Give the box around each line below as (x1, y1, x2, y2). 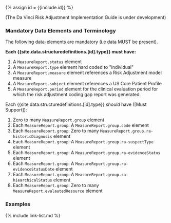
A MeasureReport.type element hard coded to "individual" (12, 64, 134, 70)
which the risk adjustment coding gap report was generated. (12, 91, 141, 98)
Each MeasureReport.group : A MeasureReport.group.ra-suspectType (12, 139, 154, 145)
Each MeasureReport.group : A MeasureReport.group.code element (12, 122, 149, 128)
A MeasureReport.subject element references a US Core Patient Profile (12, 81, 162, 87)
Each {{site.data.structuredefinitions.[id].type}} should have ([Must (5, 101, 147, 107)
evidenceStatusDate (12, 167, 55, 172)
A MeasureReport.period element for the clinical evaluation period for (12, 86, 158, 92)
